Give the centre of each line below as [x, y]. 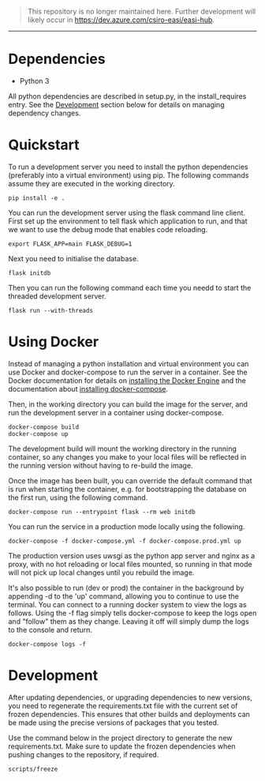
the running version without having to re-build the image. [101, 465]
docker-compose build [44, 427]
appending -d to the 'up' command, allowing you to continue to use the [123, 596]
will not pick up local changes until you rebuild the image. [101, 573]
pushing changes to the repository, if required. [84, 754]
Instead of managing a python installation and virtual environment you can [129, 363]
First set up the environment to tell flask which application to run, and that [128, 221]
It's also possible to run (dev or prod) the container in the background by [126, 588]
